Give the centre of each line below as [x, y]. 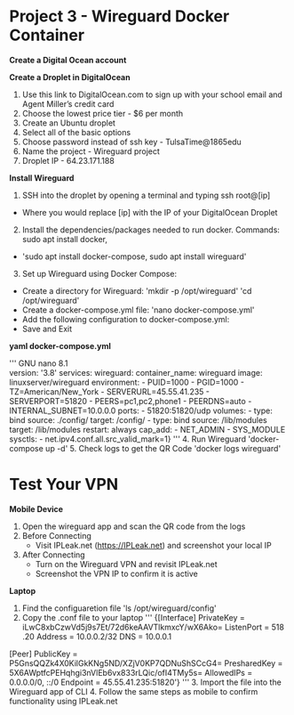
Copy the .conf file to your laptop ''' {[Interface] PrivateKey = [134, 617]
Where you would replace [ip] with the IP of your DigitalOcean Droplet [150, 212]
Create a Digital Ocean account [68, 60]
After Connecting [54, 555]
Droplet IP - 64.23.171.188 [68, 160]
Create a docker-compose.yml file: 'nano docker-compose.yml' [138, 310]
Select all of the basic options [76, 132]
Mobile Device [36, 508]
